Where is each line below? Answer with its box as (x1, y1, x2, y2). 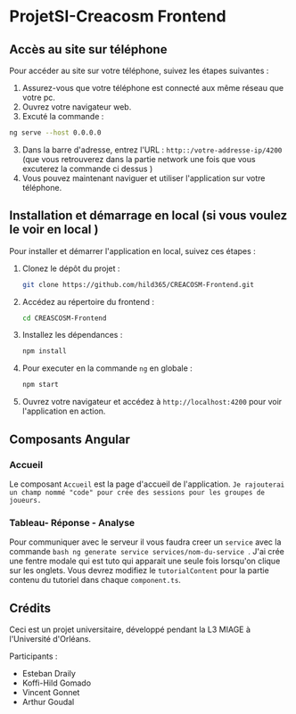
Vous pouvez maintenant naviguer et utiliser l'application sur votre (21, 172, 266, 184)
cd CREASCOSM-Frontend (21, 314, 107, 323)
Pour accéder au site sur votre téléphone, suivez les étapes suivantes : (9, 65, 269, 76)
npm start (21, 381, 60, 390)
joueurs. (9, 496, 42, 505)
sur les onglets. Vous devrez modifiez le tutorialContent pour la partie (9, 565, 269, 576)
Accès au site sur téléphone (9, 42, 168, 57)
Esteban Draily (21, 668, 76, 678)
